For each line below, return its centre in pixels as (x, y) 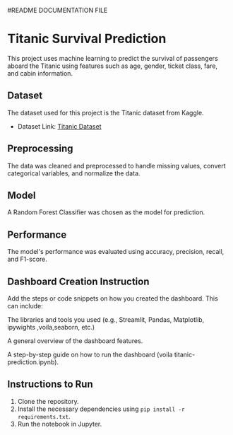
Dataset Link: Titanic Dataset (59, 126)
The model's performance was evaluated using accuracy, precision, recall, (116, 252)
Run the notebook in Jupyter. (60, 424)
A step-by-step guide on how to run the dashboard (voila (90, 354)
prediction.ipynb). (33, 362)
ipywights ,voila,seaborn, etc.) (51, 327)
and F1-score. (28, 259)
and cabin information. (40, 73)
